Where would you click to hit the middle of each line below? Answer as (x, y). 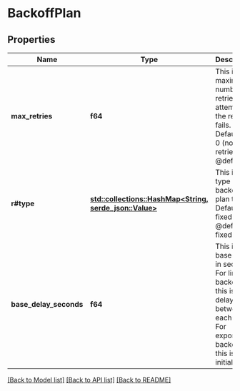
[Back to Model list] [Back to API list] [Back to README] (89, 380)
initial (224, 362)
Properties (31, 40)
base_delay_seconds (47, 304)
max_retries (32, 116)
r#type (23, 203)
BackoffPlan (44, 13)
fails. (223, 125)
